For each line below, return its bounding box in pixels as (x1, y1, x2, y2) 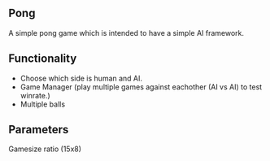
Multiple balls (20, 99, 66, 109)
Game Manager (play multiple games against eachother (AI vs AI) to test (20, 81, 263, 92)
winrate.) (20, 90, 50, 100)
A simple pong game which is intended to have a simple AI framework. (8, 28, 245, 37)
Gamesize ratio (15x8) (8, 144, 82, 154)
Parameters (8, 123, 69, 137)
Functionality (8, 52, 77, 66)
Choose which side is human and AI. (20, 73, 143, 83)
